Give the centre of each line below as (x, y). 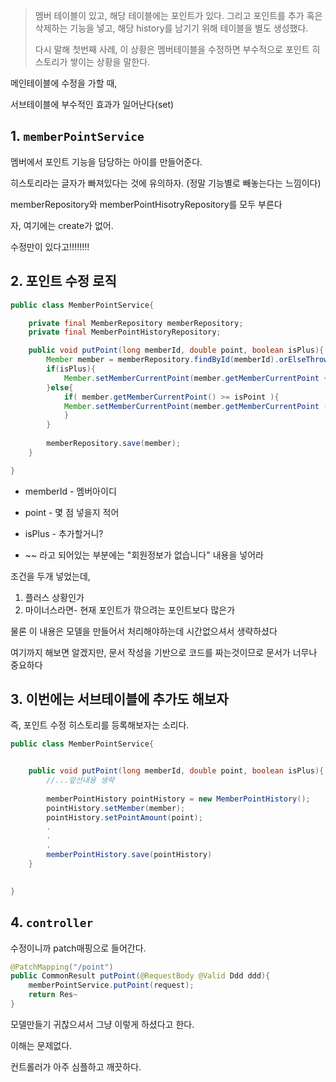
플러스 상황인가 (54, 597)
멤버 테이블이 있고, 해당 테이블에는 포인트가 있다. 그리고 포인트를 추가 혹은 (178, 15)
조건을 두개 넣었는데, (50, 576)
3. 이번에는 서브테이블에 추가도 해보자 (119, 699)
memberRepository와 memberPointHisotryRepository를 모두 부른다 (146, 204)
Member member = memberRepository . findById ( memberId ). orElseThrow (187, 360)
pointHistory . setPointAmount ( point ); (124, 817)
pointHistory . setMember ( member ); (116, 808)
